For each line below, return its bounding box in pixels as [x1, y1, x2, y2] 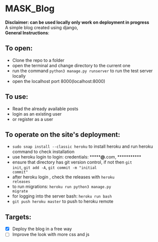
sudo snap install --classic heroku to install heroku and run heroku [12, 144, 154, 150]
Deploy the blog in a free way [12, 226, 72, 232]
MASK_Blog [5, 3, 55, 14]
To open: [5, 44, 33, 52]
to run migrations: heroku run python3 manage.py [12, 184, 112, 190]
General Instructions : [5, 30, 50, 36]
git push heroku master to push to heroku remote [12, 199, 114, 204]
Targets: [5, 213, 32, 221]
